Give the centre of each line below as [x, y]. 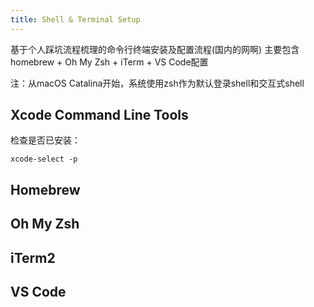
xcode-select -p [44, 159]
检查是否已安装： [45, 140]
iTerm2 [33, 257]
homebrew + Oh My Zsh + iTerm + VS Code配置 [109, 62]
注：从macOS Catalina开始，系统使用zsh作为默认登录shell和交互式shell [157, 83]
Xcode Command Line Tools [99, 115]
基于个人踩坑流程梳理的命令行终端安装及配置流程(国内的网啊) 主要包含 [155, 49]
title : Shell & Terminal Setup [75, 19]
